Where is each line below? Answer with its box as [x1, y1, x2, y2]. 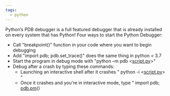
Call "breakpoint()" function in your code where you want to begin [12, 41, 152, 47]
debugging [12, 47, 36, 53]
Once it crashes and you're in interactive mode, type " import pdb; [20, 80, 160, 86]
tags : [5, 7, 17, 13]
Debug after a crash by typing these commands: [12, 63, 115, 69]
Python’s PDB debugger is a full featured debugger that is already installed [5, 26, 162, 32]
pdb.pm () [20, 85, 40, 91]
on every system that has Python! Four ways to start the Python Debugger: [5, 32, 162, 38]
